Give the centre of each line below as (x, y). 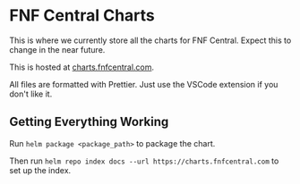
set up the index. (40, 170)
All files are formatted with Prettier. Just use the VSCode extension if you (144, 84)
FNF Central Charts (82, 16)
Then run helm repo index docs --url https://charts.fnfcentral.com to (144, 161)
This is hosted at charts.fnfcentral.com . (82, 67)
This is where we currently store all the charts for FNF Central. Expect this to (150, 40)
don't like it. (31, 94)
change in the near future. (57, 49)
